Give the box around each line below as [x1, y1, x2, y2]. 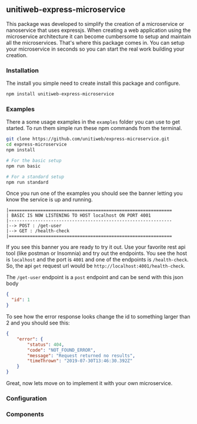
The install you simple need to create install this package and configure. [6, 79, 181, 87]
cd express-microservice [6, 141, 67, 148]
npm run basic [6, 163, 41, 169]
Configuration [6, 394, 47, 402]
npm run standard [6, 179, 49, 185]
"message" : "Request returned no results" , [27, 353, 135, 359]
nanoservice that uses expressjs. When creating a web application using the [6, 26, 191, 34]
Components [6, 410, 44, 418]
